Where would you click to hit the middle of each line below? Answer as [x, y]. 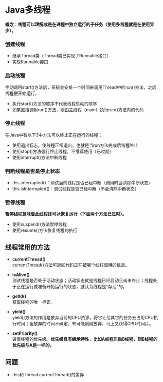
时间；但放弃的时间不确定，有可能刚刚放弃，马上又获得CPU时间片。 [85, 324]
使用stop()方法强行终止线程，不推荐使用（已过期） [63, 151]
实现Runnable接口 [30, 62]
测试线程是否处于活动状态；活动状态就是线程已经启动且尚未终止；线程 [82, 280]
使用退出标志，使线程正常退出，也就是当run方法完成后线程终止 [75, 145]
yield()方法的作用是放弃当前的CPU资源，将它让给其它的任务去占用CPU [83, 318]
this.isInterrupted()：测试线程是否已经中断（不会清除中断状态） [75, 189]
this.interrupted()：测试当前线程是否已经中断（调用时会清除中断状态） [82, 183]
